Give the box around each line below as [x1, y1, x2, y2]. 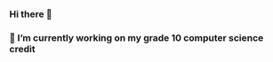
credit [9, 43, 36, 55]
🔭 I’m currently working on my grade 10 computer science [9, 31, 264, 43]
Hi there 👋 [9, 8, 53, 20]
